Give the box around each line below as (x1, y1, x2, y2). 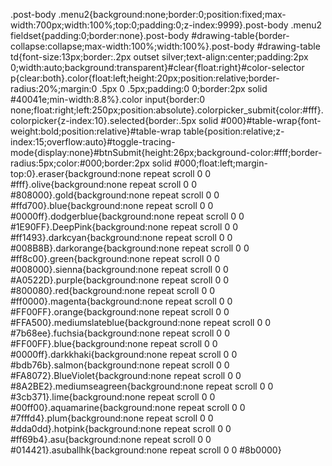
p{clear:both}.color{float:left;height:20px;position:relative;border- (10, 72, 280, 84)
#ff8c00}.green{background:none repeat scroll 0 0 (10, 253, 220, 264)
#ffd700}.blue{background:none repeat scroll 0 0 (10, 200, 214, 211)
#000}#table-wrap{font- (220, 115, 322, 126)
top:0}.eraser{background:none (10, 168, 142, 179)
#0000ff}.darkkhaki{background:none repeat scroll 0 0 (10, 349, 238, 360)
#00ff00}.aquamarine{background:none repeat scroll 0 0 (10, 402, 246, 413)
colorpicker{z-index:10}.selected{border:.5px (10, 115, 197, 126)
